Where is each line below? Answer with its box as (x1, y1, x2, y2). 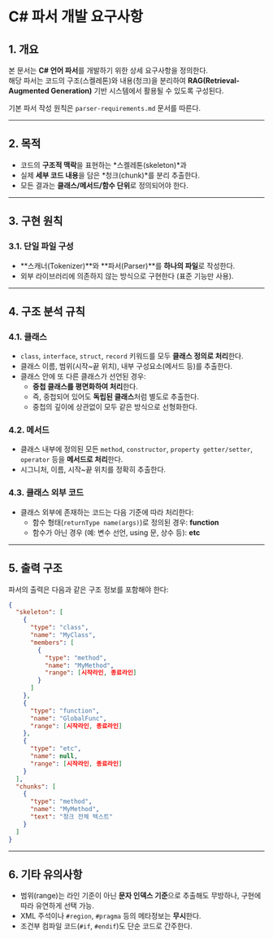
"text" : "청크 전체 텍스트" (29, 813, 114, 821)
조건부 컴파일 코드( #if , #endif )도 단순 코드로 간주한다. (19, 921, 193, 931)
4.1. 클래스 (8, 331, 47, 342)
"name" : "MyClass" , (29, 631, 96, 639)
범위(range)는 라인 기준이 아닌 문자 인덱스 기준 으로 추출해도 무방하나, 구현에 (19, 891, 262, 901)
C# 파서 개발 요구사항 (8, 7, 144, 26)
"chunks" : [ (15, 783, 57, 791)
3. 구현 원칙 (8, 214, 63, 228)
